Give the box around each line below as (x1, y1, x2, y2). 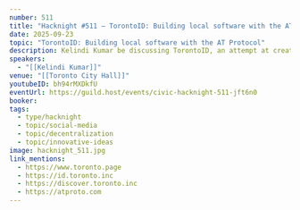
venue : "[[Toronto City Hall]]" (9, 71, 129, 80)
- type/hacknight (17, 113, 82, 122)
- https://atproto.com (17, 188, 102, 197)
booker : (9, 96, 38, 105)
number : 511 (9, 13, 54, 22)
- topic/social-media (17, 122, 98, 130)
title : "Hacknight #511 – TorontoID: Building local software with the (9, 21, 281, 30)
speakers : (9, 55, 46, 63)
